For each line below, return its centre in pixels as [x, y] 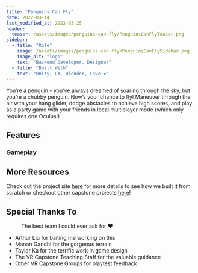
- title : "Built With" [40, 68]
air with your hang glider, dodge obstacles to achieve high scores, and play [99, 104]
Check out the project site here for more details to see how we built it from [98, 186]
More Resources [38, 171]
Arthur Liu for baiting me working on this [65, 238]
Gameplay [22, 152]
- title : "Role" [32, 46]
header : [16, 29]
